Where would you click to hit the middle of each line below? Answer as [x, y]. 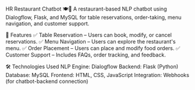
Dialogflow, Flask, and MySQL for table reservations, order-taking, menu [93, 17]
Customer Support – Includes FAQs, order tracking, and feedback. [86, 55]
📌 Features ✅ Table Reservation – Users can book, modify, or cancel [89, 35]
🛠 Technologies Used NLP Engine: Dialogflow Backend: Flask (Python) [92, 66]
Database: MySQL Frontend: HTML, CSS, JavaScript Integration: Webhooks [97, 75]
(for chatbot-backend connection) [47, 81]
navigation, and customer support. [48, 24]
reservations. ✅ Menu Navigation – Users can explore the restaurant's [91, 41]
